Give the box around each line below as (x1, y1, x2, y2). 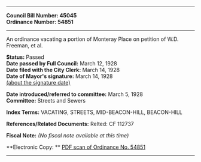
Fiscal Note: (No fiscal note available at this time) (6, 132, 129, 139)
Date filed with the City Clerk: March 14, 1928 (6, 67, 120, 73)
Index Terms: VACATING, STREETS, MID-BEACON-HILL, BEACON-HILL (6, 109, 182, 116)
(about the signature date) (6, 79, 71, 86)
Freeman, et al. (6, 42, 43, 49)
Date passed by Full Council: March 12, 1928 (6, 60, 118, 67)
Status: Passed (6, 53, 45, 61)
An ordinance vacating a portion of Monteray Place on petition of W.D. (6, 35, 179, 43)
